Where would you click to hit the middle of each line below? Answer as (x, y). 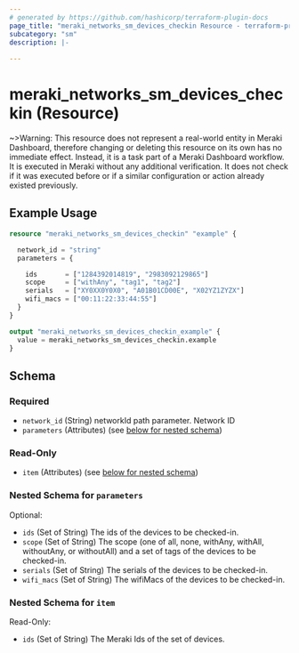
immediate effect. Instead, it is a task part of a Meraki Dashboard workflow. (147, 157)
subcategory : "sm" (43, 34)
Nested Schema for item (62, 602)
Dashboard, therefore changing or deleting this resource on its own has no (146, 148)
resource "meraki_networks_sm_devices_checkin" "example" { (123, 234)
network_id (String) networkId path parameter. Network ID (129, 421)
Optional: (26, 515)
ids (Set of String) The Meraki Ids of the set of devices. (123, 639)
